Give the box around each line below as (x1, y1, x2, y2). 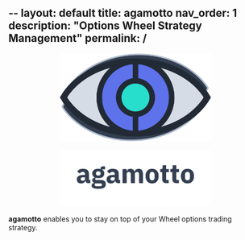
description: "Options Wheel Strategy (8, 19, 203, 33)
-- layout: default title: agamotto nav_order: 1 (8, 6, 238, 20)
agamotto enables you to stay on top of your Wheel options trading (8, 213, 232, 224)
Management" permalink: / (8, 31, 147, 45)
